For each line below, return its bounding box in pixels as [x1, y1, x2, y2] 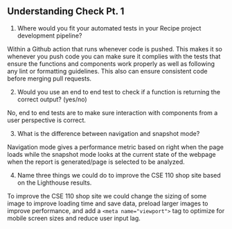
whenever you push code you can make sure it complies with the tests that [7, 52, 221, 60]
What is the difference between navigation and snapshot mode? [17, 129, 200, 137]
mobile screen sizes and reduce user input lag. [7, 214, 141, 222]
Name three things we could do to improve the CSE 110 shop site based [17, 171, 222, 179]
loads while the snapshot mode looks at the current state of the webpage [7, 150, 216, 158]
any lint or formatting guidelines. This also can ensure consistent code [7, 67, 208, 75]
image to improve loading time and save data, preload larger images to [7, 199, 208, 207]
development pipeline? [17, 31, 82, 40]
